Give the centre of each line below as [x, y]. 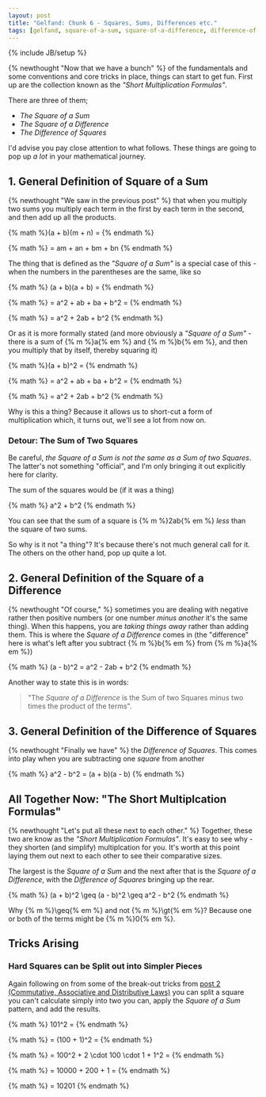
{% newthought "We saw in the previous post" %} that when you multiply [128, 201]
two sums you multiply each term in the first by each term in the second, [126, 209]
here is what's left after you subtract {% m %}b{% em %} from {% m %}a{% [133, 643]
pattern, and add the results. [55, 1009]
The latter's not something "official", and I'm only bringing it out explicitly [127, 466]
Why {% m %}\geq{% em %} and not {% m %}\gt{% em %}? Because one [130, 910]
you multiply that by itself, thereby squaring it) [83, 351]
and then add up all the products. [62, 217]
